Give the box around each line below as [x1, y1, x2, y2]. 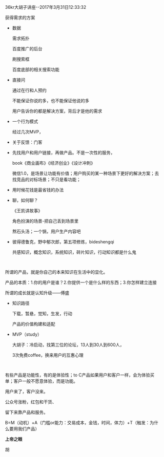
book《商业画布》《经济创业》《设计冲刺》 [12, 160, 95, 166]
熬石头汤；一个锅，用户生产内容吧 [12, 229, 81, 234]
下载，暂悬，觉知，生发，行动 [12, 311, 72, 316]
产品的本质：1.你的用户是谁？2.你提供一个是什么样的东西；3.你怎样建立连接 [5, 280, 157, 285]
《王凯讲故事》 [12, 208, 42, 214]
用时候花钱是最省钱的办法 [12, 187, 64, 193]
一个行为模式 [12, 119, 38, 124]
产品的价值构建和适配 [12, 321, 55, 326]
